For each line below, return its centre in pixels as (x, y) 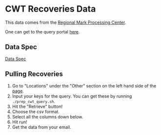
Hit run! (20, 122)
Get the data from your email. (42, 127)
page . (18, 91)
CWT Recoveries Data (50, 9)
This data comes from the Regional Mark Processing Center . (66, 22)
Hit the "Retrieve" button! (37, 106)
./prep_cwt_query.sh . (33, 101)
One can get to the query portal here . (42, 32)
